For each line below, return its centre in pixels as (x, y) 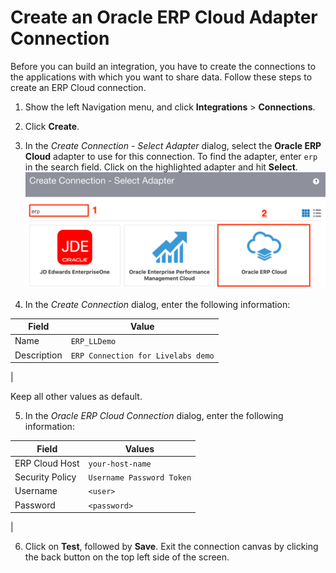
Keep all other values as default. (76, 397)
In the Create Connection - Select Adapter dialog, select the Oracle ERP (173, 145)
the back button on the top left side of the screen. (127, 557)
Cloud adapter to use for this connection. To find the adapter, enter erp (171, 156)
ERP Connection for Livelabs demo (142, 356)
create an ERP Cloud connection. (78, 87)
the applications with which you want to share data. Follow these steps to (161, 77)
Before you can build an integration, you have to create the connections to (163, 66)
